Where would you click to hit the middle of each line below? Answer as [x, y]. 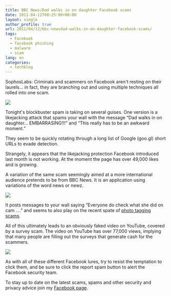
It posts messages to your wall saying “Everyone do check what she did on [84, 205]
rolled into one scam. [27, 93]
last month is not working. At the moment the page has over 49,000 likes [82, 159]
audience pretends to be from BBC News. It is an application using [75, 180]
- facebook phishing [32, 44]
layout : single [22, 19]
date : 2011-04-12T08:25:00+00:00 [41, 15]
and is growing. [22, 165]
